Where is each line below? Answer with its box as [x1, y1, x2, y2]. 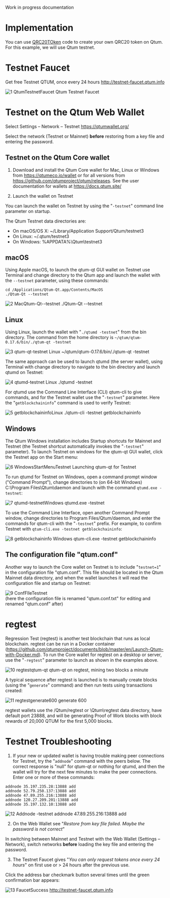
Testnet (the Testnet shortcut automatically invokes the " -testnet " [5, 443, 144, 449]
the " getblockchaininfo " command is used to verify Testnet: [5, 400, 131, 406]
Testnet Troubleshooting [5, 736, 112, 747]
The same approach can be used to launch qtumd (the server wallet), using [5, 358, 163, 365]
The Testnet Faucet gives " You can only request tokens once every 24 [12, 856, 160, 862]
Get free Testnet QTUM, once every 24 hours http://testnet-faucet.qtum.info [5, 79, 165, 85]
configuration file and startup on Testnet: [5, 580, 91, 586]
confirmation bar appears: [5, 877, 60, 883]
